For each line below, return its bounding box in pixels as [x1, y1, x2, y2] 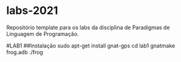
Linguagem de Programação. [6, 30, 79, 37]
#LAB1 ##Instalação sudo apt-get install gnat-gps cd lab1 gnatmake [6, 42, 176, 49]
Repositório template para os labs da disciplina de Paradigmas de [6, 24, 170, 31]
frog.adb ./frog [6, 48, 44, 55]
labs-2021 [6, 4, 58, 18]
